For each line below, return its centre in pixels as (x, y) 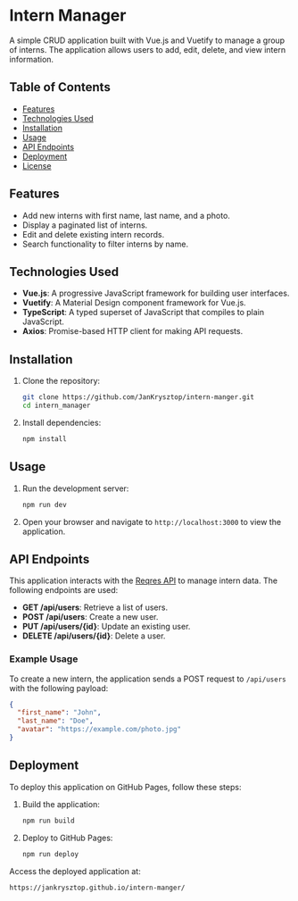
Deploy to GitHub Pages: (67, 838)
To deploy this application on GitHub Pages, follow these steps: (125, 787)
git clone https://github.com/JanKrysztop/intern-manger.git (138, 397)
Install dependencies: (62, 422)
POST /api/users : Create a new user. (90, 617)
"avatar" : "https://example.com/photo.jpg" (99, 730)
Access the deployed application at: (75, 871)
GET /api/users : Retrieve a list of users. (95, 607)
